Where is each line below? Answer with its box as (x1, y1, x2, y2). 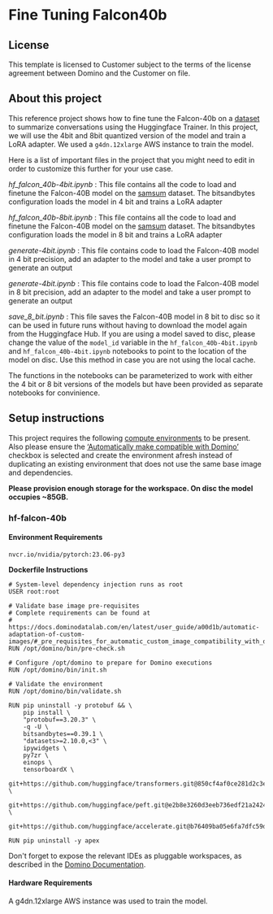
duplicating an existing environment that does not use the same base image (8, 459, 262, 468)
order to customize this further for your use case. (8, 163, 173, 173)
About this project (8, 92, 102, 106)
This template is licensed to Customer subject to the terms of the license (8, 59, 252, 69)
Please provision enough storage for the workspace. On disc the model (8, 483, 253, 493)
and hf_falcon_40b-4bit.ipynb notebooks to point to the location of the (8, 346, 247, 355)
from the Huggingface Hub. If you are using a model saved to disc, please (8, 329, 256, 338)
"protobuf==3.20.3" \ (23, 716, 96, 724)
